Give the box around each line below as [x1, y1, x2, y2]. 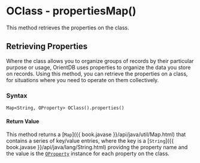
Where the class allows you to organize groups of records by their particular [6, 57, 194, 64]
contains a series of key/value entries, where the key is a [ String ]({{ [6, 137, 174, 144]
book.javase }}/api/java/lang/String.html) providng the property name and [6, 144, 188, 151]
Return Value [6, 117, 40, 125]
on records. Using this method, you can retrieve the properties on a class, [6, 70, 188, 77]
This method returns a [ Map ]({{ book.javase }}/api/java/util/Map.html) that [6, 131, 186, 138]
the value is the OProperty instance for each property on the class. [6, 150, 169, 157]
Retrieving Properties [6, 41, 88, 52]
